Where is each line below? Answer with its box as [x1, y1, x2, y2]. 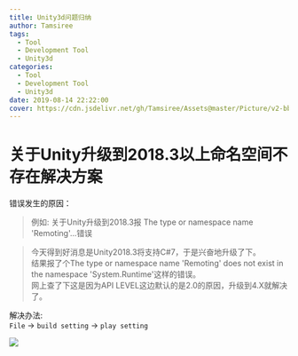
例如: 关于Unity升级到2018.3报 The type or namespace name [30, 217, 254, 227]
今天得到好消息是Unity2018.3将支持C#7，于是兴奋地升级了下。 [30, 247, 262, 257]
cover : [9, 104, 34, 113]
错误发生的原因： [9, 198, 72, 209]
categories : [9, 63, 53, 72]
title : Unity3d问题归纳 [9, 12, 91, 22]
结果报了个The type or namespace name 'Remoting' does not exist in [30, 258, 284, 269]
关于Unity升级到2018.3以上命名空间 [9, 145, 273, 165]
